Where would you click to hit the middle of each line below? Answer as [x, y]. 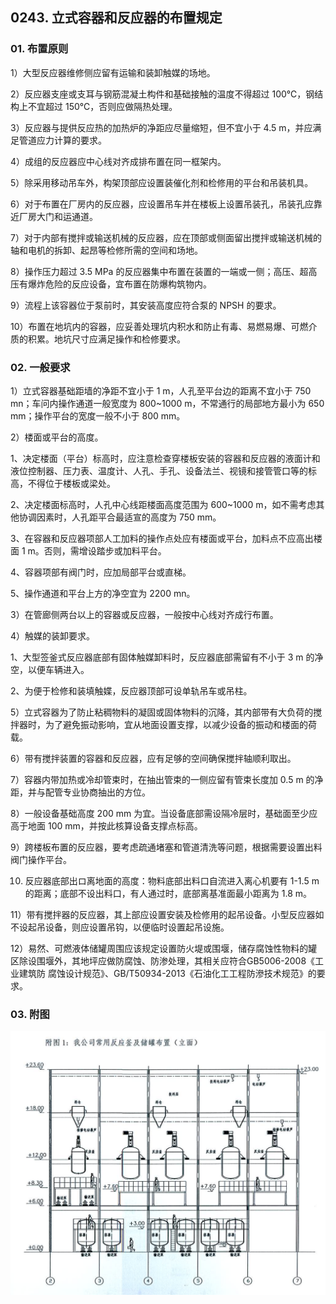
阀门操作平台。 [41, 859]
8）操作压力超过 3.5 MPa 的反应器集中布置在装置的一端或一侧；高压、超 [159, 271]
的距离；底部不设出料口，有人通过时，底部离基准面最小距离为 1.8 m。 [168, 893]
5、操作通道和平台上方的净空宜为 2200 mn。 [103, 593]
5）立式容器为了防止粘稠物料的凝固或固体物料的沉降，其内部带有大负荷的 [162, 712]
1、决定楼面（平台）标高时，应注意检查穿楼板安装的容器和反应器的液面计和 [165, 458]
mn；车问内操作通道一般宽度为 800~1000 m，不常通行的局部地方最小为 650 [167, 403]
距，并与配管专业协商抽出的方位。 [80, 792]
